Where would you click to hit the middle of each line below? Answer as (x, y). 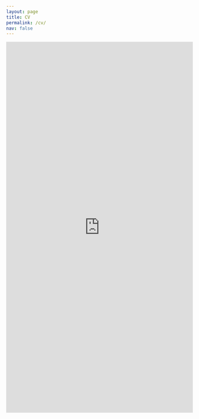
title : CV (18, 17)
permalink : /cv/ (26, 23)
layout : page (22, 12)
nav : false (20, 28)
